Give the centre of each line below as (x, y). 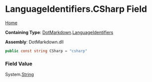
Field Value (19, 64)
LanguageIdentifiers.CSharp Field (76, 9)
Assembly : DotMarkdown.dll (34, 42)
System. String (20, 75)
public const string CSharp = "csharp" (46, 51)
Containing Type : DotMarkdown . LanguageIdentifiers (59, 32)
